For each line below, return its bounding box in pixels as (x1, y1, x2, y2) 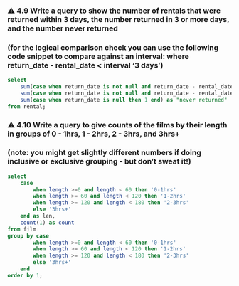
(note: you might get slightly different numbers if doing (7, 148, 201, 158)
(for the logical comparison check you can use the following (7, 42, 219, 52)
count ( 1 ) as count (20, 219, 75, 226)
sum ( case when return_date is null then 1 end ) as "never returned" (20, 96, 228, 103)
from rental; (7, 102, 46, 110)
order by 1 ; (7, 272, 43, 279)
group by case (7, 232, 50, 240)
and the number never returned (7, 23, 119, 33)
